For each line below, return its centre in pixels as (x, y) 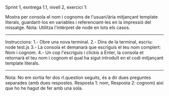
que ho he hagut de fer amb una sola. (44, 88)
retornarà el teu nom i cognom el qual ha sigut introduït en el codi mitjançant (84, 58)
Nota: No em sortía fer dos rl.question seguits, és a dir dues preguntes (78, 77)
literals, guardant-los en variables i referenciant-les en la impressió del (78, 22)
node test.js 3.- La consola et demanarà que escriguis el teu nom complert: (83, 47)
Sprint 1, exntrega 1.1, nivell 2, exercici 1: (46, 7)
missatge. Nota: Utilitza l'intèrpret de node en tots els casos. (68, 27)
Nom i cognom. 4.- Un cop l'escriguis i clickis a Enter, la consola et (74, 52)
